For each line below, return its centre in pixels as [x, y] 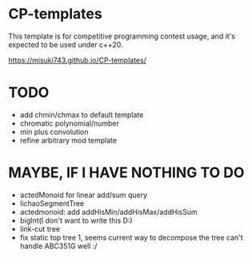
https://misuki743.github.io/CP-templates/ [77, 60]
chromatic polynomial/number [70, 123]
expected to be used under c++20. [66, 44]
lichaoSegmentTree [52, 203]
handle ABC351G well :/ [58, 246]
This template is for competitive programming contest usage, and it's [122, 36]
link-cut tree [40, 228]
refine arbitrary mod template [68, 140]
